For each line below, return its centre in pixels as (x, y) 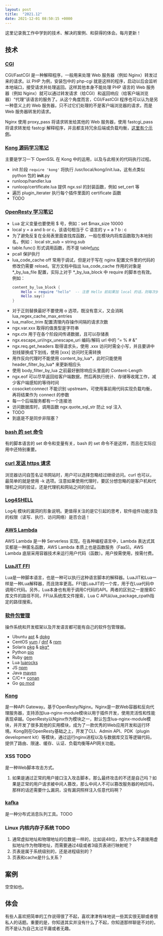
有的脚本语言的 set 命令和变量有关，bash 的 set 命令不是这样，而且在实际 (79, 443)
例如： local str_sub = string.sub (53, 241)
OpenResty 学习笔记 (29, 212)
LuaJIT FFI (17, 566)
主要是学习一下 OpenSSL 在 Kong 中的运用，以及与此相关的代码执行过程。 (79, 159)
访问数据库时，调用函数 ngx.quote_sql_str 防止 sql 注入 (67, 407)
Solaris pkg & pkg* (31, 647)
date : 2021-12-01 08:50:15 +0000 (39, 18)
